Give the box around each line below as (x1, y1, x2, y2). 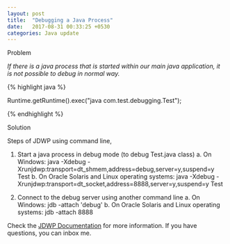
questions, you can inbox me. (7, 229, 92, 237)
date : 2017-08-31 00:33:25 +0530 (7, 23, 110, 30)
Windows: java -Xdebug (17, 158, 86, 166)
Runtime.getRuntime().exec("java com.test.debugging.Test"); (7, 97, 182, 105)
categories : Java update (7, 29, 79, 37)
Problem (7, 49, 31, 57)
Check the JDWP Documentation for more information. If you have (7, 222, 197, 230)
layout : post (7, 10, 45, 17)
